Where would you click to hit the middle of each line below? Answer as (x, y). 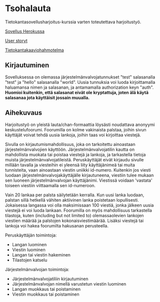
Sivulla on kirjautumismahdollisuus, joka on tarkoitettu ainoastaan (70, 144)
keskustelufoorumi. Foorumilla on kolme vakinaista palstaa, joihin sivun (76, 129)
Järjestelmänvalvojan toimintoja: (37, 269)
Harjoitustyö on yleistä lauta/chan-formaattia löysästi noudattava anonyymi (80, 125)
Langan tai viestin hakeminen (41, 254)
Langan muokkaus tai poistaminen (46, 289)
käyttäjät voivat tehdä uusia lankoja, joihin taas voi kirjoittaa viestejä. (73, 135)
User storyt (16, 40)
